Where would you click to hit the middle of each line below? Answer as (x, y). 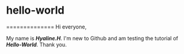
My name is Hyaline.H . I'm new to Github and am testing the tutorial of (92, 38)
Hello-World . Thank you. (36, 45)
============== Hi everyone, (46, 27)
